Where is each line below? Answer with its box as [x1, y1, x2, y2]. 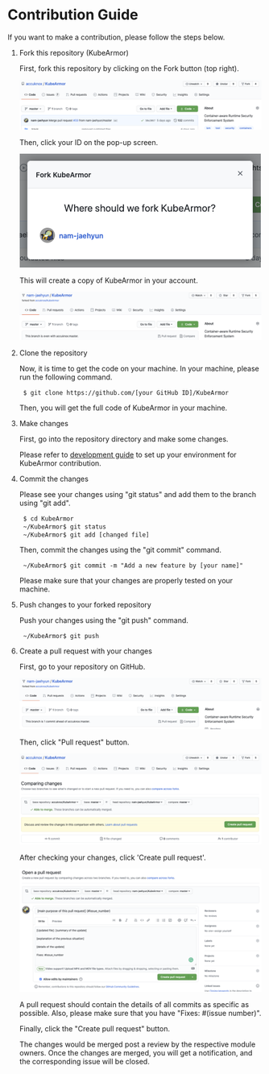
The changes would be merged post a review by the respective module [19, 1039, 256, 1049]
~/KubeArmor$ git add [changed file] [23, 530, 150, 539]
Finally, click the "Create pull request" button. [19, 1023, 171, 1033]
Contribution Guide [7, 6, 139, 24]
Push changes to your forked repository [19, 599, 152, 609]
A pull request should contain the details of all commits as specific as [19, 999, 250, 1009]
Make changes [19, 418, 69, 428]
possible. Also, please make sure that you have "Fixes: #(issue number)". [19, 1008, 262, 1018]
